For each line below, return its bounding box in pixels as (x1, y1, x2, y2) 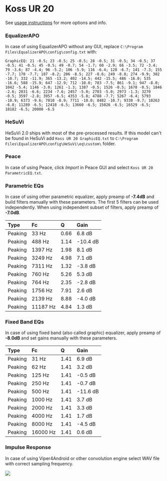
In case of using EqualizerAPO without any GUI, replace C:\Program (5, 44, 143, 50)
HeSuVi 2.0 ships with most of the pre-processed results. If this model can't (5, 130, 161, 136)
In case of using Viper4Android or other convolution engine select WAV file (5, 455, 160, 461)
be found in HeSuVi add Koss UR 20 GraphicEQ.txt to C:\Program (5, 135, 138, 141)
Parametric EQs (5, 182, 44, 189)
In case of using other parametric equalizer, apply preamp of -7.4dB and (5, 194, 154, 200)
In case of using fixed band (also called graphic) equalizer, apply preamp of (5, 330, 161, 336)
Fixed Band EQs (5, 318, 44, 326)
